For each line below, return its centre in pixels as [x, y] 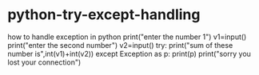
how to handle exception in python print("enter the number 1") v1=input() [127, 37]
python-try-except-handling [104, 15]
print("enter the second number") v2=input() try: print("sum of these [120, 45]
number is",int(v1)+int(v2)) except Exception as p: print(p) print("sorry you [129, 53]
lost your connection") [44, 62]
